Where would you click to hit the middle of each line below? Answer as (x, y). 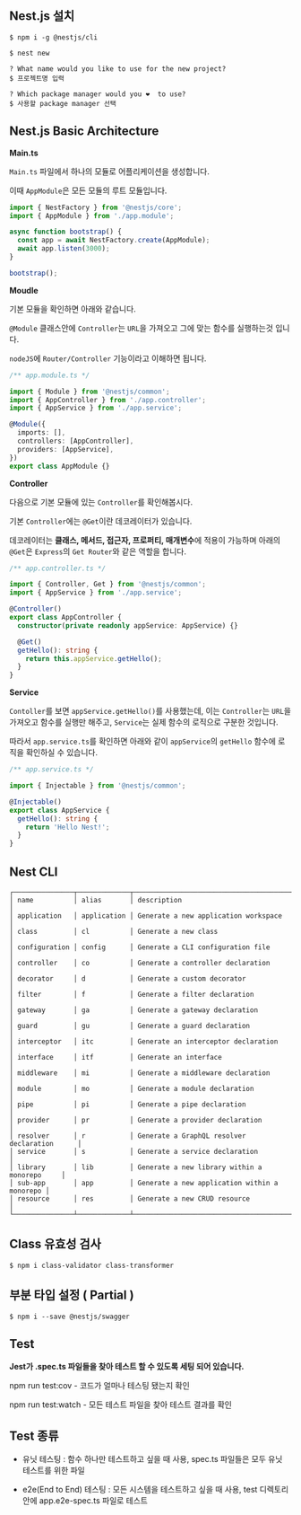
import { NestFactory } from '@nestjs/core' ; (95, 207)
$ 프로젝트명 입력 (37, 78)
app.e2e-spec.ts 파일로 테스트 (93, 1501)
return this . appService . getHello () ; (94, 658)
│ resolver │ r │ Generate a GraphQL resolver (128, 1136)
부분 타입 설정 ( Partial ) (72, 1295)
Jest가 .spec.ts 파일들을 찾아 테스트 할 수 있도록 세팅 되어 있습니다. (127, 1367)
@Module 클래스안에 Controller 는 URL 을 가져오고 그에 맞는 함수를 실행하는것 (141, 328)
